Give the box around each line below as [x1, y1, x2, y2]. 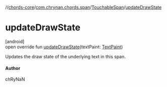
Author [5, 65, 21, 71]
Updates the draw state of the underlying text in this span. [5, 53, 126, 59]
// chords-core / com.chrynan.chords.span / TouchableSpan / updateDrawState [5, 5, 162, 10]
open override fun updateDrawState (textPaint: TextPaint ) [5, 44, 123, 50]
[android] [5, 38, 25, 44]
